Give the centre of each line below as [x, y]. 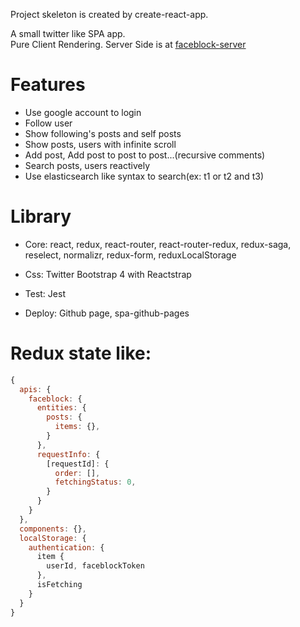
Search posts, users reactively [87, 165]
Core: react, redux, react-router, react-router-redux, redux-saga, [158, 244]
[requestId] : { [78, 464]
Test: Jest [45, 293]
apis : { [35, 389]
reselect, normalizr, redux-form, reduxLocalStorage [130, 255]
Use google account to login [83, 112]
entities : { [61, 408]
